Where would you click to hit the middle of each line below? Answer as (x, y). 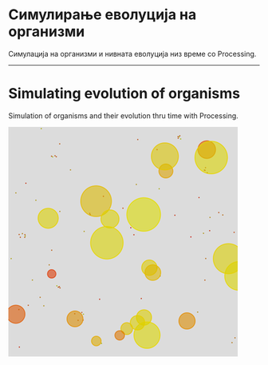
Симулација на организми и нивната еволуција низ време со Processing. (132, 54)
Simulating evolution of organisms (124, 94)
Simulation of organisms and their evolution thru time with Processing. (124, 115)
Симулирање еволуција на (102, 15)
